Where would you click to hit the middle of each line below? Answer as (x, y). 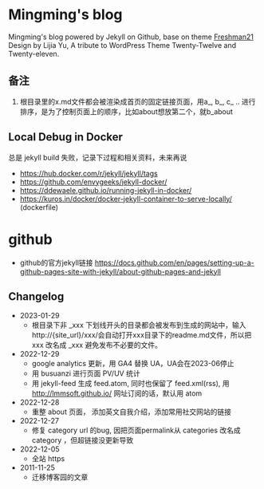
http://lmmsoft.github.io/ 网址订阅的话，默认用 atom (117, 393)
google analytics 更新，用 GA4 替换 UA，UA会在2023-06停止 (133, 364)
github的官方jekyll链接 (56, 262)
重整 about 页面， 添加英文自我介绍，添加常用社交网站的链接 (132, 412)
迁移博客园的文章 (60, 477)
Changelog (36, 296)
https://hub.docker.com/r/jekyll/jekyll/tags (89, 173)
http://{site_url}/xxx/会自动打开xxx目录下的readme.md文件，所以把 (142, 335)
